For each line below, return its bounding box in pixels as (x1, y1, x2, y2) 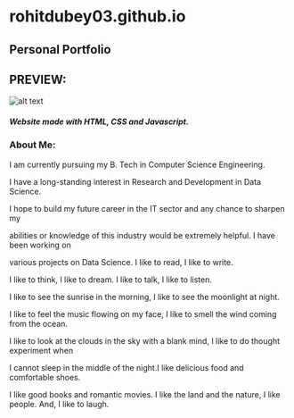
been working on (9, 239, 71, 250)
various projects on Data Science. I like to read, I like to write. (9, 256, 233, 267)
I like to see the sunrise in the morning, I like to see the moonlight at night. (9, 291, 281, 302)
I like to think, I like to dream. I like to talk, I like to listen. (9, 274, 212, 285)
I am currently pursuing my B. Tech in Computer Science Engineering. (9, 159, 265, 170)
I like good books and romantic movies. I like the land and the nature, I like (9, 389, 281, 399)
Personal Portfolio (9, 42, 111, 57)
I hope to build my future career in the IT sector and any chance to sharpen (9, 203, 285, 213)
